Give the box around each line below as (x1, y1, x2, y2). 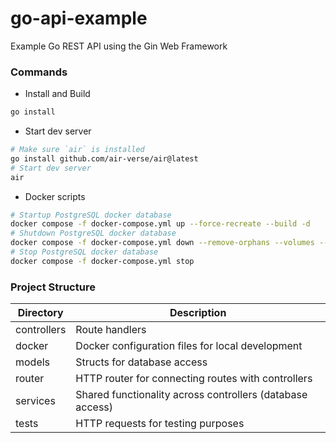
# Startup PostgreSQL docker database (10, 210, 172, 220)
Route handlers (75, 323, 147, 337)
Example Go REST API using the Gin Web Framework (10, 40, 228, 52)
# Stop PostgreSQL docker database (10, 247, 159, 257)
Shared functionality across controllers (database (75, 388, 308, 402)
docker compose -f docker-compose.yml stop (10, 256, 195, 266)
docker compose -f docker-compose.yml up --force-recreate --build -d (10, 219, 311, 229)
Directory (17, 306, 64, 320)
